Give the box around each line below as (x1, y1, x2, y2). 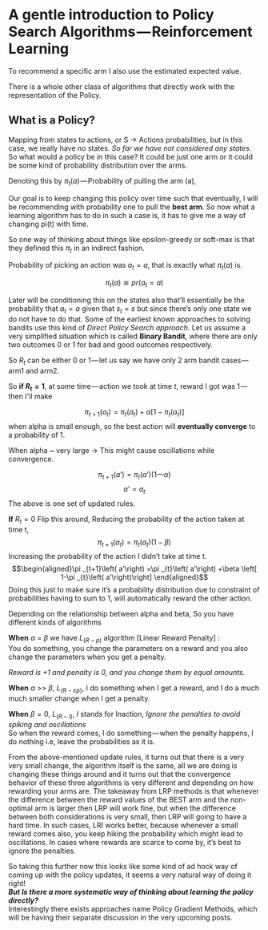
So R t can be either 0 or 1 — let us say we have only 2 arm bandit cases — (8, 355, 250, 366)
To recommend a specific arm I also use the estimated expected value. (8, 66, 242, 75)
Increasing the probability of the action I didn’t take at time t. (8, 552, 207, 561)
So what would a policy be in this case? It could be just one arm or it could (8, 152, 254, 161)
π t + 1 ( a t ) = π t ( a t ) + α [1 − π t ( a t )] (84, 407, 185, 418)
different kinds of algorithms (8, 617, 102, 627)
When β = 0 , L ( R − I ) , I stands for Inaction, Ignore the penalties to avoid (8, 709, 241, 721)
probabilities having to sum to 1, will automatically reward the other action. (8, 593, 253, 603)
